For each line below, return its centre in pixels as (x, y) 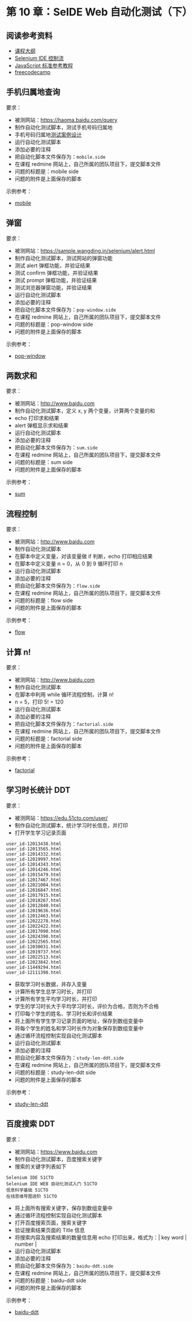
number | (26, 1244)
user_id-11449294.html (34, 967)
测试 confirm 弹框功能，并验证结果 (56, 273)
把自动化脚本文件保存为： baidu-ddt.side (64, 1266)
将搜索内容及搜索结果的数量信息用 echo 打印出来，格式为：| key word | (100, 1237)
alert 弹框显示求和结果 (41, 426)
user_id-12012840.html (34, 905)
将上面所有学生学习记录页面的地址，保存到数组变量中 (79, 1020)
